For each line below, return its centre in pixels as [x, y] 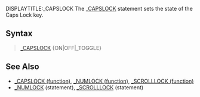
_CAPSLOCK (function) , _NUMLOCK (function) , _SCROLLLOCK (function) [104, 81]
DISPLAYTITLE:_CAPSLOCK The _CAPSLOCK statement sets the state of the [99, 9]
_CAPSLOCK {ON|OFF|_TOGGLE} [61, 48]
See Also [22, 67]
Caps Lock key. [24, 15]
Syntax [19, 34]
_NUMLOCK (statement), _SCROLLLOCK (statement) [79, 87]
